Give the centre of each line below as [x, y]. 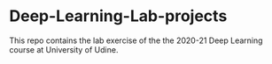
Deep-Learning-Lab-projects [118, 16]
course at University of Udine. [64, 49]
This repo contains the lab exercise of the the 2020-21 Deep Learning [136, 40]
